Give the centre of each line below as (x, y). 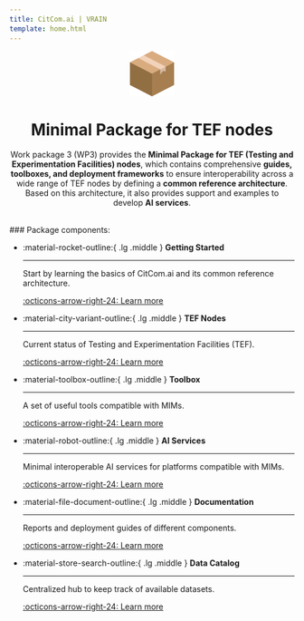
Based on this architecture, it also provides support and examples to (152, 193)
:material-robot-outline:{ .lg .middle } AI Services (114, 441)
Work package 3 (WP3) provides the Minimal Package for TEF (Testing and (152, 155)
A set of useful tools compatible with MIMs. (103, 406)
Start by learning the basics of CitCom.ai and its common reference (148, 274)
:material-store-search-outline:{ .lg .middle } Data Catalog (131, 563)
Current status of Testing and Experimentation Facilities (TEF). (138, 344)
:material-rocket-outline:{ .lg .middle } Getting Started (123, 247)
